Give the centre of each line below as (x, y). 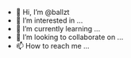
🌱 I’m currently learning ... (58, 29)
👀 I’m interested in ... (49, 20)
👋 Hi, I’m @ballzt (42, 12)
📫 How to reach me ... (52, 46)
